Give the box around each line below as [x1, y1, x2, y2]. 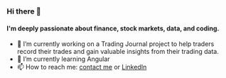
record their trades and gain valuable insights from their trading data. [16, 48, 220, 56]
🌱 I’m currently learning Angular [16, 55, 111, 63]
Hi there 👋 [6, 6, 42, 16]
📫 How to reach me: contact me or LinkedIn [16, 63, 147, 72]
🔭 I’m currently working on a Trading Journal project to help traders [16, 40, 215, 48]
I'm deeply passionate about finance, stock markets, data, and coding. [6, 24, 220, 33]
